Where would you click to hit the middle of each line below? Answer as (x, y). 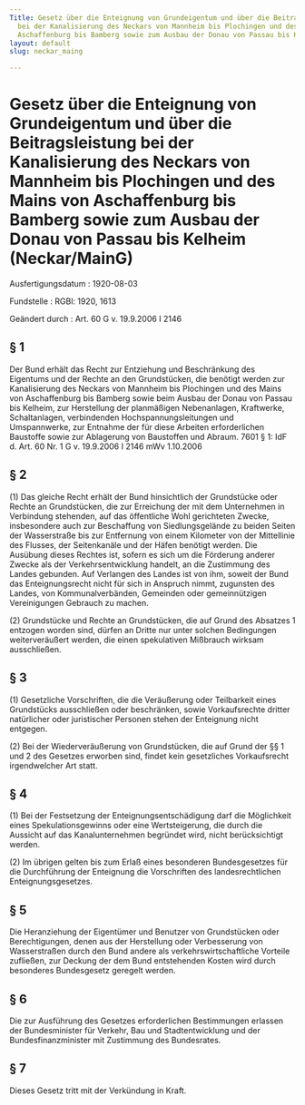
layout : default (40, 43)
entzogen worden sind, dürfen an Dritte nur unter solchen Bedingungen (143, 630)
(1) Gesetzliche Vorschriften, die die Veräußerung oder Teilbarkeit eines (143, 699)
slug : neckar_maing (46, 52)
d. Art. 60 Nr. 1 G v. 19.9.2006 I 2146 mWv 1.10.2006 (106, 446)
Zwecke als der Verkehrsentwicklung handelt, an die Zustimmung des (140, 564)
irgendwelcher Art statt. (54, 765)
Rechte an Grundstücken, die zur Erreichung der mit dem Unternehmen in (147, 506)
